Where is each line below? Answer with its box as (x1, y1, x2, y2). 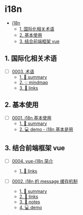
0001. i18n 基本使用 (11, 114, 52, 120)
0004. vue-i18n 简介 (11, 158, 53, 164)
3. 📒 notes (19, 199, 40, 205)
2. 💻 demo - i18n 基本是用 (19, 126, 74, 132)
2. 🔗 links (19, 193, 38, 200)
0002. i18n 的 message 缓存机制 (11, 178, 78, 184)
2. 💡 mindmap (19, 79, 48, 85)
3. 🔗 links (19, 85, 38, 91)
